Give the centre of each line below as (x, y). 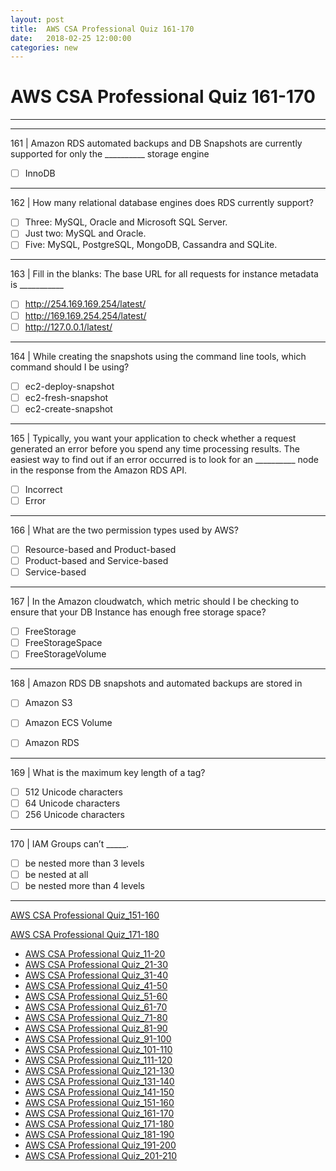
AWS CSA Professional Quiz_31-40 (96, 975)
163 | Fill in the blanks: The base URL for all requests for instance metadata (164, 274)
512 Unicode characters (73, 792)
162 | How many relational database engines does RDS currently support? (162, 203)
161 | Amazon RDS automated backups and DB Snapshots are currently (156, 143)
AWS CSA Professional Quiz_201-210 (101, 1155)
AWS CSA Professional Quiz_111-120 (98, 1060)
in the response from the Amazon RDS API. (98, 470)
